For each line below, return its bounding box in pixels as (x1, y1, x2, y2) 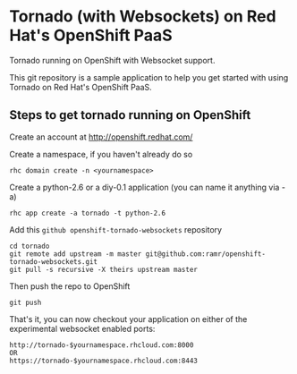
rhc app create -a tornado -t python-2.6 (9, 208, 166, 217)
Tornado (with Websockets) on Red (9, 6, 276, 27)
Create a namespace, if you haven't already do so (9, 149, 193, 159)
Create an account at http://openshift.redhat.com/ (9, 132, 193, 142)
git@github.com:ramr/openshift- (145, 249, 267, 259)
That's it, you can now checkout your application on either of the (9, 313, 248, 324)
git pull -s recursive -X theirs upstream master (9, 265, 199, 274)
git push (9, 298, 42, 307)
